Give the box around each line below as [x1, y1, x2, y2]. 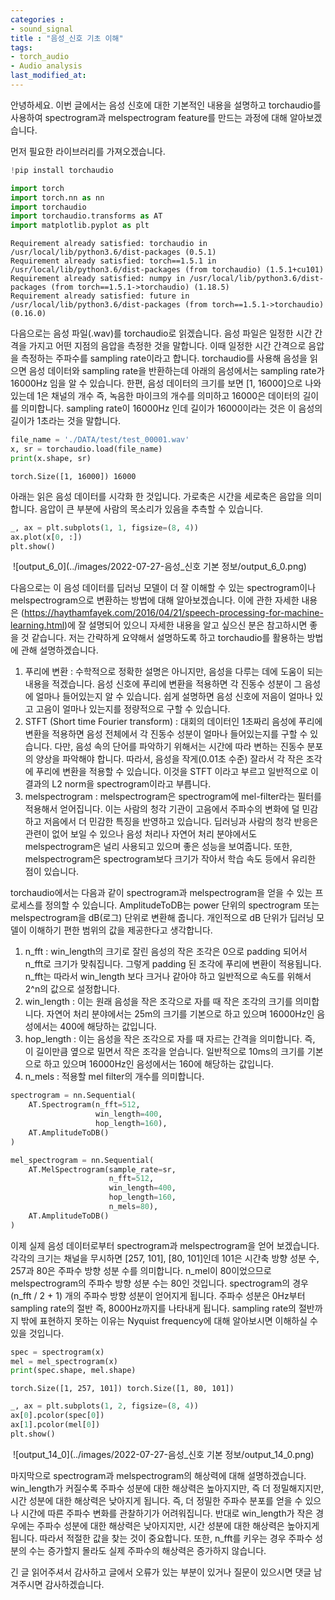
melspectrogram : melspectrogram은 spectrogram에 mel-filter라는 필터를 [24, 791, 322, 803]
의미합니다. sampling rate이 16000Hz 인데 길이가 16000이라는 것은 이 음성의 [20, 402, 323, 415]
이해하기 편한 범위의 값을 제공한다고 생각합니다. [28, 924, 213, 936]
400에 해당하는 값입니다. [59, 1021, 157, 1033]
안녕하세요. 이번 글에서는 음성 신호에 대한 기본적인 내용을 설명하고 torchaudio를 [10, 99, 322, 111]
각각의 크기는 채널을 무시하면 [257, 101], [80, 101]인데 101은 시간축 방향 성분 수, [10, 1252, 320, 1264]
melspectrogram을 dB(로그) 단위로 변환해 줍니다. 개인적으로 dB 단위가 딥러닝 [10, 912, 315, 924]
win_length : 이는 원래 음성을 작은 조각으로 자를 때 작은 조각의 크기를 [24, 996, 293, 1008]
